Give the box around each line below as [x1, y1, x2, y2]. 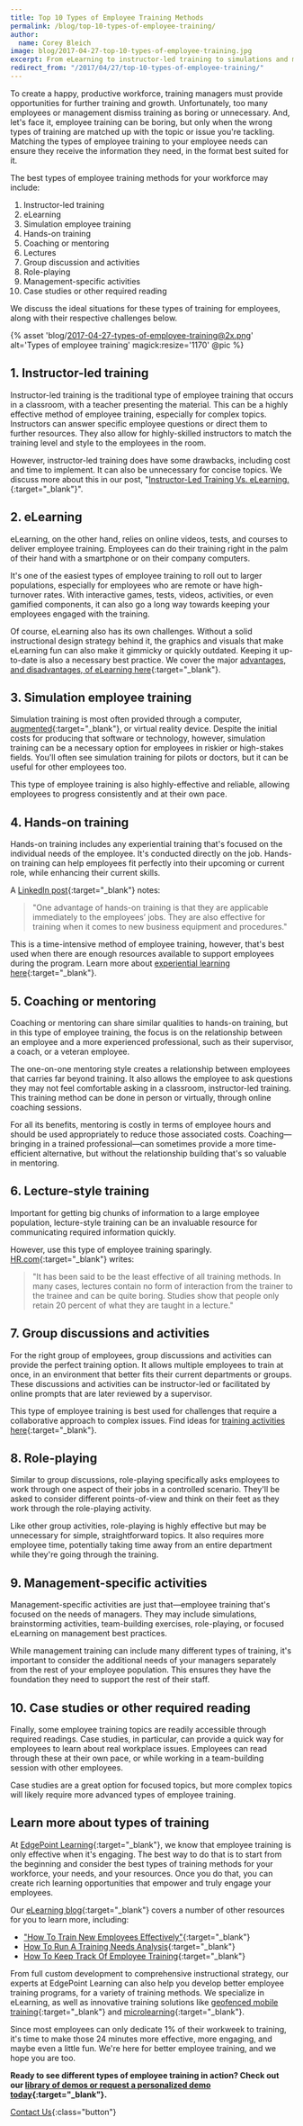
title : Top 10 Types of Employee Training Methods [10, 13, 204, 23]
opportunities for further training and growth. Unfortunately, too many [10, 97, 269, 108]
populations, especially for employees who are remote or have [10, 580, 242, 590]
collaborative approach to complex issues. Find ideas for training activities [10, 1415, 286, 1426]
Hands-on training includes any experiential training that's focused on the [10, 839, 283, 850]
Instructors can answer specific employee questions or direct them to [10, 418, 268, 428]
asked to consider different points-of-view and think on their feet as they [10, 1493, 280, 1504]
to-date [10, 654, 39, 665]
